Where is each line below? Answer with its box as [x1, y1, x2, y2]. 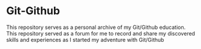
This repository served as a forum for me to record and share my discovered [6, 30, 196, 37]
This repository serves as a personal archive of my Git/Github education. [6, 24, 186, 31]
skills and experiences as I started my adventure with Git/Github [6, 36, 164, 43]
